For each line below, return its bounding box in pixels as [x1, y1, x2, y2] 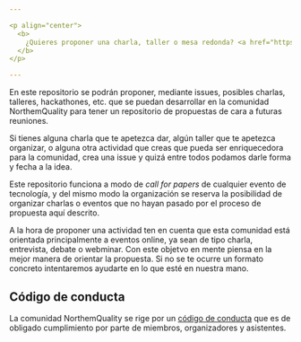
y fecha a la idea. [9, 162, 73, 172]
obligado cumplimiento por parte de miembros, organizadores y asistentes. [9, 322, 287, 333]
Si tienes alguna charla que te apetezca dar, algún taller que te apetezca [9, 133, 276, 144]
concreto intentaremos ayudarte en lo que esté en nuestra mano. [9, 263, 249, 274]
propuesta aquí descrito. [9, 207, 100, 218]
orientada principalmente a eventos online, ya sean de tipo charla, [9, 234, 254, 245]
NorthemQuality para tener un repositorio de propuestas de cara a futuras [9, 106, 282, 117]
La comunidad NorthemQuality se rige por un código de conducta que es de [9, 312, 291, 323]
